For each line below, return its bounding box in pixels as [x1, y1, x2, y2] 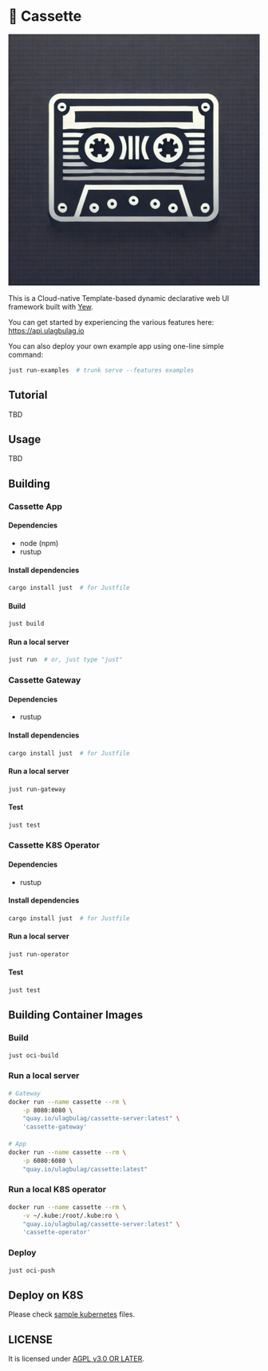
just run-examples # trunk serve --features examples [8, 366, 195, 374]
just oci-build [8, 1051, 59, 1060]
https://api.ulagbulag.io [8, 326, 85, 335]
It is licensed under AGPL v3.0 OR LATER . [8, 1354, 145, 1364]
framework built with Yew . [8, 302, 94, 311]
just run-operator [8, 950, 69, 958]
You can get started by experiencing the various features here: [8, 317, 215, 326]
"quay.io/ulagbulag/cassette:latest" [22, 1165, 148, 1173]
